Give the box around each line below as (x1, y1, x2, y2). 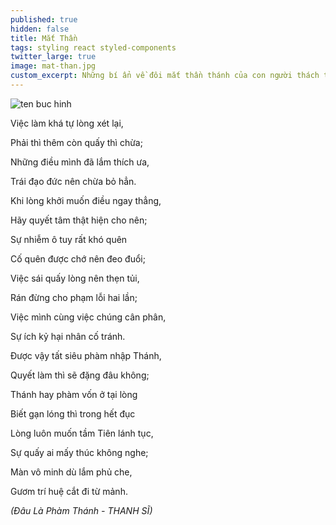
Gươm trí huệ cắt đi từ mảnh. (10, 485, 128, 497)
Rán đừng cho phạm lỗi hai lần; (10, 291, 138, 303)
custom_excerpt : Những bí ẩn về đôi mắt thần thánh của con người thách (10, 71, 320, 81)
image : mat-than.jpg (10, 61, 97, 71)
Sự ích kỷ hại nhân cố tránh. (10, 330, 126, 342)
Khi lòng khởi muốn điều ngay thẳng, (10, 194, 162, 206)
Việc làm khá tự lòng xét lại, (10, 117, 124, 129)
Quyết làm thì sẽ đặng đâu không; (10, 369, 150, 381)
